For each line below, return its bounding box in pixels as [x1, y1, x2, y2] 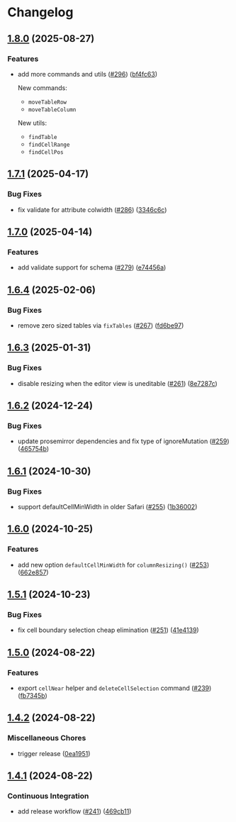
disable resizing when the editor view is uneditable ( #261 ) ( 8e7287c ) [17, 379, 218, 387]
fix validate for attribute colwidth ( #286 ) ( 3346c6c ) [17, 205, 167, 213]
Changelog [7, 4, 74, 21]
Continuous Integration [7, 792, 89, 801]
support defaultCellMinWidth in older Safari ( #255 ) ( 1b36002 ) [17, 503, 198, 511]
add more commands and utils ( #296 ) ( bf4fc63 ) [17, 70, 158, 78]
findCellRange [28, 141, 70, 148]
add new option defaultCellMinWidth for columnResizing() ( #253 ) [17, 560, 210, 569]
